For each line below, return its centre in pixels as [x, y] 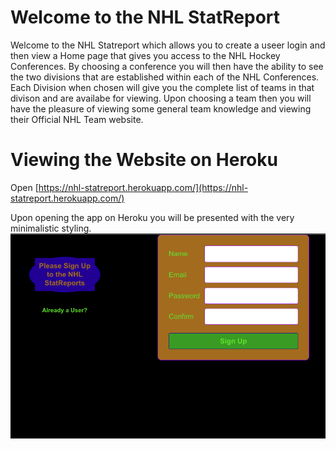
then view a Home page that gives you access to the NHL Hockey [145, 55]
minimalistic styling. [51, 228]
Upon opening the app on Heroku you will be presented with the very [152, 217]
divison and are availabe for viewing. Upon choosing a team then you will [161, 98]
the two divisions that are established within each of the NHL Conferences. [165, 77]
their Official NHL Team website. [77, 119]
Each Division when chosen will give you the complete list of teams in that [162, 87]
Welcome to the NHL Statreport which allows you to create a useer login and [168, 45]
